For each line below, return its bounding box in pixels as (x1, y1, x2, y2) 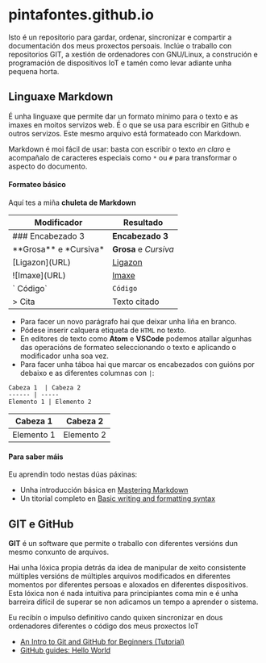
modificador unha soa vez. (19, 351, 109, 361)
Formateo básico (8, 180, 66, 190)
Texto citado (112, 296, 160, 307)
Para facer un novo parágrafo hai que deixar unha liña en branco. (19, 316, 237, 326)
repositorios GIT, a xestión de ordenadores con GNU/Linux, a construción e (8, 49, 258, 59)
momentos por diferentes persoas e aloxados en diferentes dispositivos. (8, 579, 248, 590)
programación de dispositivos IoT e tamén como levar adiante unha (8, 58, 232, 68)
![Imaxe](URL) (12, 269, 66, 281)
